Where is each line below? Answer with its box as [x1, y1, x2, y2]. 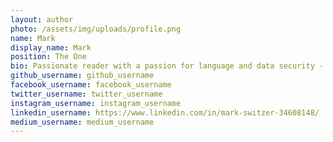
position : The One [10, 52, 87, 62]
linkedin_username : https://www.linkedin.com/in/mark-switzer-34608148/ [10, 107, 320, 118]
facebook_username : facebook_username [10, 80, 172, 90]
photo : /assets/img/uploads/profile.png [10, 24, 182, 34]
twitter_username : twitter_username [10, 89, 163, 99]
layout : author [10, 14, 74, 25]
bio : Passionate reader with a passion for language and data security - [10, 61, 325, 71]
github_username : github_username [10, 71, 155, 81]
